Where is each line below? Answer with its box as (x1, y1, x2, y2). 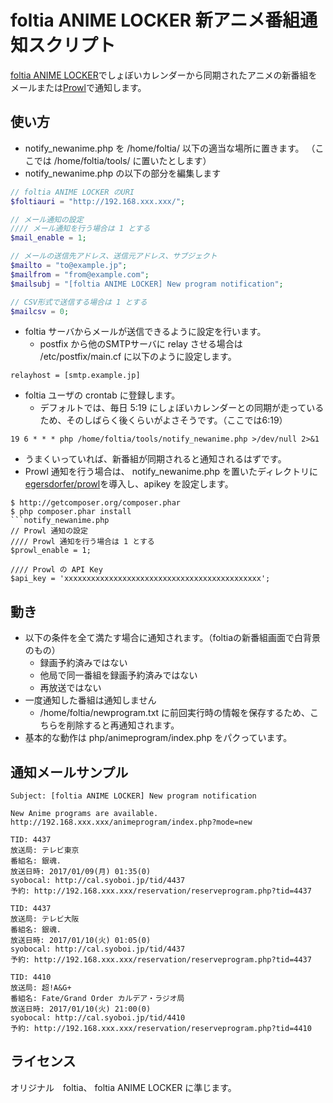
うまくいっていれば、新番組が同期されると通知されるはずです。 (24, 453, 287, 465)
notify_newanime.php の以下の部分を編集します (24, 167, 222, 179)
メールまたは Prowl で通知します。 (10, 81, 147, 93)
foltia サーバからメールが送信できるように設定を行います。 (24, 326, 267, 338)
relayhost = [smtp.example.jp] (10, 371, 141, 381)
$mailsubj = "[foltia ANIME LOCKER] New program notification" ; (10, 279, 284, 289)
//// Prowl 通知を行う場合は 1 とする (10, 537, 155, 547)
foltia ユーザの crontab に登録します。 (24, 389, 181, 401)
